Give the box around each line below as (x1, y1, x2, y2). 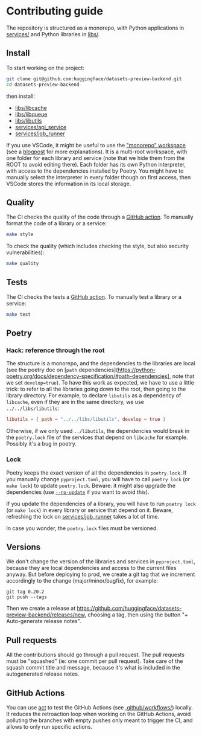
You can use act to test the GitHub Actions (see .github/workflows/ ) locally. (6, 704, 193, 711)
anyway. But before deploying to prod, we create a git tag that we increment (6, 571, 195, 578)
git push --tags (6, 594, 47, 600)
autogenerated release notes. (6, 670, 80, 677)
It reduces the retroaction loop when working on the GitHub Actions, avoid (6, 711, 191, 718)
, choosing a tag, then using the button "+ (84, 611, 188, 618)
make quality (6, 261, 39, 267)
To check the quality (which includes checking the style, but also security (6, 243, 189, 250)
